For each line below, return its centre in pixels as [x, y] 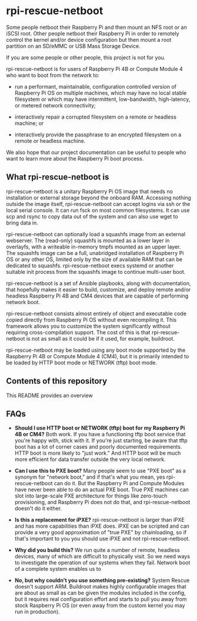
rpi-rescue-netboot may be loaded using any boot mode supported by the [96, 350]
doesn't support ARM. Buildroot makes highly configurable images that [100, 587]
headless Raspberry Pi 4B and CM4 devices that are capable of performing [97, 296]
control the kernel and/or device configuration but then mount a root [89, 40]
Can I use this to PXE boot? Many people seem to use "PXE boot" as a [100, 471]
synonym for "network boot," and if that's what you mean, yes [90, 477]
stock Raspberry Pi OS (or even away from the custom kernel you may [100, 606]
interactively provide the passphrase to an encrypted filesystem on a [98, 135]
